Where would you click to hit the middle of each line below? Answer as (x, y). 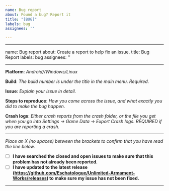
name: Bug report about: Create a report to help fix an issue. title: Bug (77, 52)
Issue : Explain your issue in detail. (41, 91)
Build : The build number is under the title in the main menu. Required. (77, 81)
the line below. (20, 147)
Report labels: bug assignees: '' (38, 57)
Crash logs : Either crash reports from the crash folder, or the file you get (80, 116)
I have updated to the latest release (50, 167)
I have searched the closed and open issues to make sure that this (83, 156)
